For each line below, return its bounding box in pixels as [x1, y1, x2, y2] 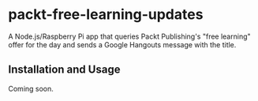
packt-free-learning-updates [8, 6, 204, 24]
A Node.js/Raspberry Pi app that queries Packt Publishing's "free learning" [8, 32, 251, 41]
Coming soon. [8, 84, 54, 93]
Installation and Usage [8, 63, 121, 77]
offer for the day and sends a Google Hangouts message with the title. [8, 39, 237, 49]
